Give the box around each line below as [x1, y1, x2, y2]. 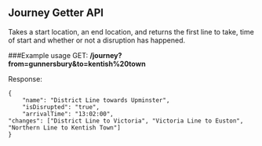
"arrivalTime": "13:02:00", [22, 110, 114, 118]
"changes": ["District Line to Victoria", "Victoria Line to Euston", [8, 117, 244, 125]
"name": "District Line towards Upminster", [22, 96, 170, 104]
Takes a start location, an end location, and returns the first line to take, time [8, 27, 255, 36]
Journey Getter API [8, 6, 104, 20]
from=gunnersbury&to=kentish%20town [8, 59, 147, 68]
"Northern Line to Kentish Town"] [8, 123, 122, 132]
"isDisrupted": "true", [22, 103, 100, 111]
